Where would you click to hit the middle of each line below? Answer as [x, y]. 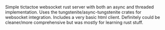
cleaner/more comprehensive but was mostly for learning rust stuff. [74, 22]
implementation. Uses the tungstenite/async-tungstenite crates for [73, 12]
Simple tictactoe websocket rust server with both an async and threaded [80, 7]
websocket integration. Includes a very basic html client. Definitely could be [83, 17]
